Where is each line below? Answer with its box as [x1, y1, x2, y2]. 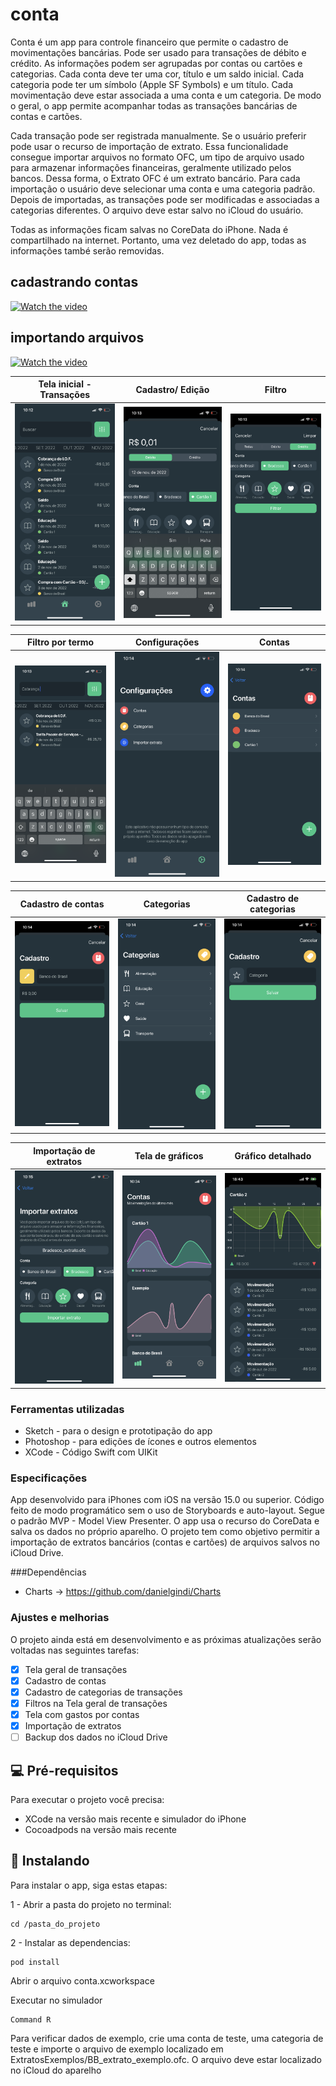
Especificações [10, 1471, 88, 1485]
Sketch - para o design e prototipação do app [24, 1425, 213, 1437]
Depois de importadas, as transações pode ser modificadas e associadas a [10, 193, 320, 205]
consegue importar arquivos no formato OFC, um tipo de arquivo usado [10, 151, 305, 163]
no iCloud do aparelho [10, 2064, 102, 2076]
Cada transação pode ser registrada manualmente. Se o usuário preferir [10, 129, 307, 142]
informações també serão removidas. [10, 244, 165, 257]
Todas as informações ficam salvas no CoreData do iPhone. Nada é [10, 223, 289, 235]
